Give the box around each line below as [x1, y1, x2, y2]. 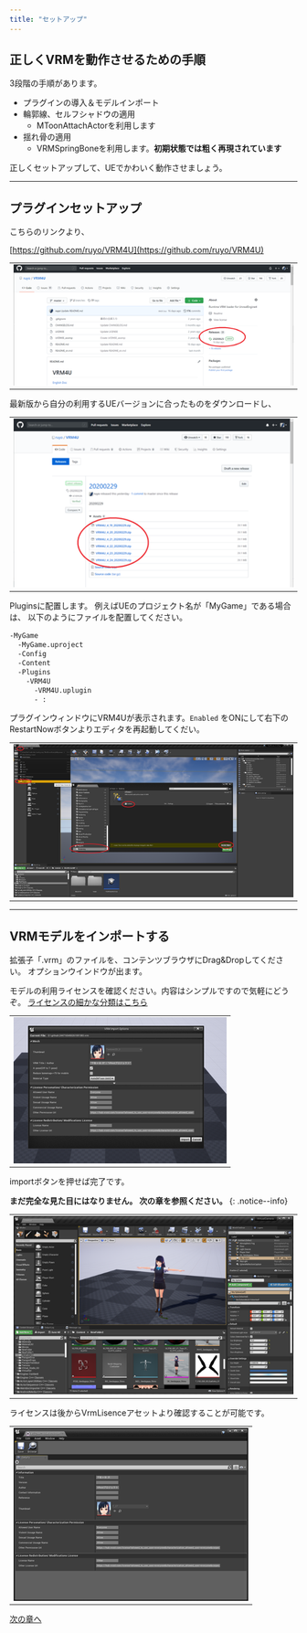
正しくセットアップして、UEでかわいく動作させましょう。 [9, 163, 228, 174]
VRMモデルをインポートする [9, 928, 171, 944]
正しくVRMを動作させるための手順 [9, 52, 206, 68]
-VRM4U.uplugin [33, 685, 92, 695]
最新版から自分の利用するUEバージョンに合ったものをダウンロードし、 [9, 398, 277, 409]
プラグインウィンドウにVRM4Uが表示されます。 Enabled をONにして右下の [9, 712, 290, 723]
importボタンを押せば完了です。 [9, 1176, 130, 1187]
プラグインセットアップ [9, 200, 142, 216]
